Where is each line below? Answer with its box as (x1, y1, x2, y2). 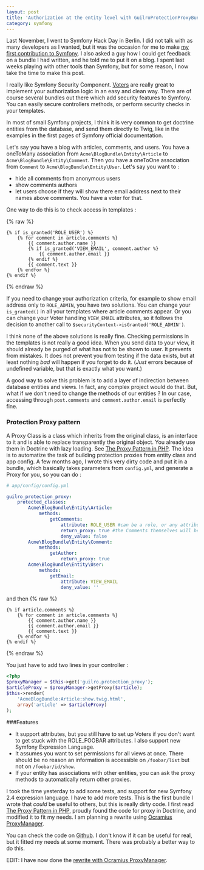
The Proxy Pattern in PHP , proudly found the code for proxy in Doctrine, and (6, 807, 197, 814)
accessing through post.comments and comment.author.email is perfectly (6, 396, 186, 404)
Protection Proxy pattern (6, 418, 81, 427)
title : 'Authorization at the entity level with (6, 15, 132, 21)
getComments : (49, 516, 83, 522)
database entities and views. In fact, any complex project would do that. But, (6, 383, 197, 391)
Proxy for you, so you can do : (6, 471, 82, 478)
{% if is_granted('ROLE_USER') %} (6, 230, 94, 236)
